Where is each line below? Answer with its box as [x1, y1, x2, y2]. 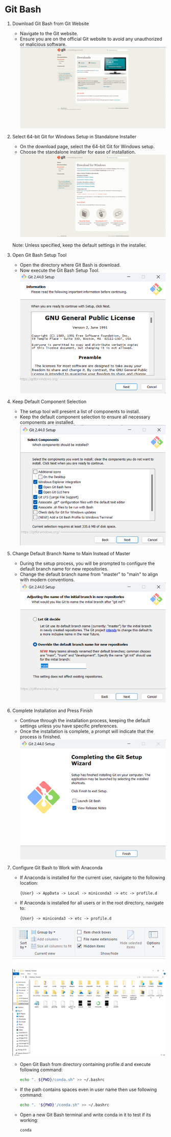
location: [19, 880, 39, 886]
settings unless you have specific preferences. [19, 723, 118, 729]
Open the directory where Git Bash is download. [19, 262, 121, 268]
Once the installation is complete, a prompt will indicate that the [19, 728, 154, 735]
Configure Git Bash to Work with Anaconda [12, 865, 103, 871]
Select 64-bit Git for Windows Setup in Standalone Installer [12, 134, 136, 140]
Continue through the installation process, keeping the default [19, 718, 150, 724]
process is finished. [19, 734, 61, 740]
